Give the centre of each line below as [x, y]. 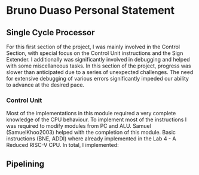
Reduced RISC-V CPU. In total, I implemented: [62, 145]
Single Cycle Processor [50, 33]
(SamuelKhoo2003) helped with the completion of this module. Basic [91, 133]
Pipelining [25, 164]
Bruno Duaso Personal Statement [91, 10]
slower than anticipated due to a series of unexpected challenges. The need [100, 72]
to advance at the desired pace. [45, 85]
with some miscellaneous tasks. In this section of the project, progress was [99, 66]
